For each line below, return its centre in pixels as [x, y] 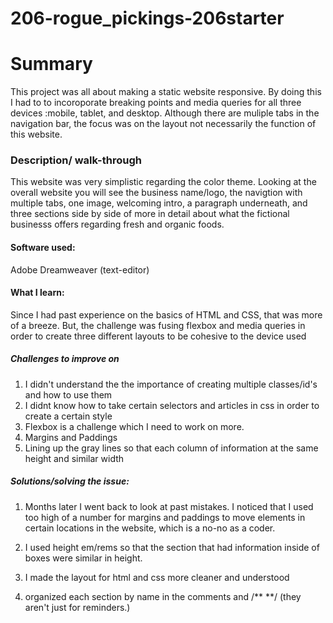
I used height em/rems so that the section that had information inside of [172, 547]
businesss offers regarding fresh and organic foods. [117, 224]
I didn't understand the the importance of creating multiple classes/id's [171, 384]
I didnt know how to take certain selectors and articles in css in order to [172, 405]
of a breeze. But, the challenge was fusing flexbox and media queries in [158, 325]
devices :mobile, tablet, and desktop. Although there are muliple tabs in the [165, 113]
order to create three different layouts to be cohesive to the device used [158, 336]
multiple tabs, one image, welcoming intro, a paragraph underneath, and [159, 203]
